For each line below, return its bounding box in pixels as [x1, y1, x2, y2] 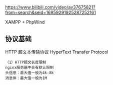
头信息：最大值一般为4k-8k [5, 70, 54, 75]
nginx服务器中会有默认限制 [5, 65, 54, 70]
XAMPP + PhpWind [5, 19, 45, 25]
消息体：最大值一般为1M [5, 76, 47, 81]
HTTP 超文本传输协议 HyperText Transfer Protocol [5, 49, 108, 55]
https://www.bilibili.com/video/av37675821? [5, 4, 96, 10]
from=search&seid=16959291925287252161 [5, 9, 96, 15]
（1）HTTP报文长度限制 [5, 60, 46, 65]
